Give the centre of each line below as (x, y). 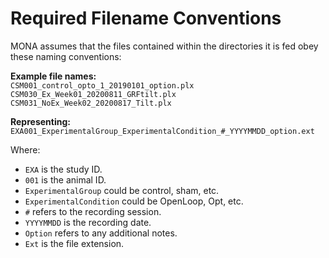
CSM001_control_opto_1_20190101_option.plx (102, 85)
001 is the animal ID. (65, 179)
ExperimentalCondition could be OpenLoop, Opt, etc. (134, 201)
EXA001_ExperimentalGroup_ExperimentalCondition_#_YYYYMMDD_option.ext (162, 131)
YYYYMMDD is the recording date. (88, 222)
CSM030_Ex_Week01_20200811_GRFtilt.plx (93, 94)
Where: (25, 149)
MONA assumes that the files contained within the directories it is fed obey (164, 46)
